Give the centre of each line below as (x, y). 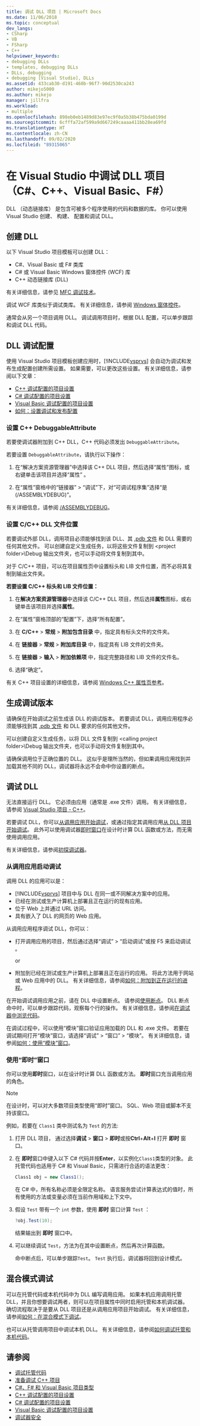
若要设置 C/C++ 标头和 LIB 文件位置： (52, 586)
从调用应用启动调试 (34, 866)
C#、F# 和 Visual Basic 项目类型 (54, 1388)
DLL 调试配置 (30, 345)
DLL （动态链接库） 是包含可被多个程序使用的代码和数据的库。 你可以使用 (97, 209)
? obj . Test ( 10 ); (34, 1220)
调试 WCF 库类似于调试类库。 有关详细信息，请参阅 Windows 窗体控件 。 (95, 305)
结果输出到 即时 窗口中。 (45, 1233)
